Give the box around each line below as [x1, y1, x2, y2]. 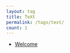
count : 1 [6, 24, 28, 31]
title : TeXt [6, 14, 35, 20]
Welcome [14, 41, 38, 48]
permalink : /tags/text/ [6, 19, 65, 25]
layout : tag [6, 8, 35, 15]
